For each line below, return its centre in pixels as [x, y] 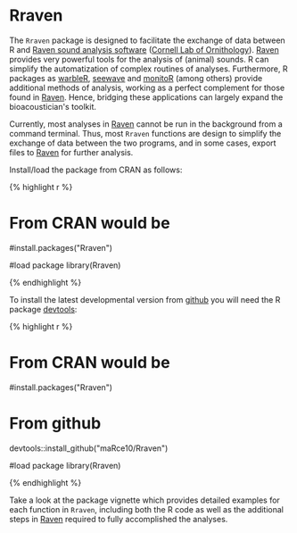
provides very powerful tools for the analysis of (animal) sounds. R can [139, 59]
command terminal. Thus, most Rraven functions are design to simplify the [145, 133]
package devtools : [43, 309]
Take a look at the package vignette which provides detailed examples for [145, 500]
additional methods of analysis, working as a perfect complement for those [147, 87]
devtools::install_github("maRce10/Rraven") [89, 448]
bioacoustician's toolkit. [53, 106]
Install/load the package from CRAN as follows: [96, 170]
